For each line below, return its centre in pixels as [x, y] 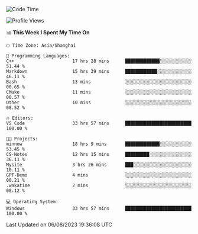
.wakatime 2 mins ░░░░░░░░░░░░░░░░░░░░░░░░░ [99, 185]
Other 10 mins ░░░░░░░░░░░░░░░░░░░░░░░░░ [99, 102]
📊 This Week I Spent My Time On [48, 32]
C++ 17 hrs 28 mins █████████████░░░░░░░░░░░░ [99, 61]
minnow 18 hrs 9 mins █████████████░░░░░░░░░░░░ [99, 144]
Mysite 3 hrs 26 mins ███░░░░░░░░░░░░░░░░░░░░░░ [99, 165]
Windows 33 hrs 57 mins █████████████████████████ [99, 209]
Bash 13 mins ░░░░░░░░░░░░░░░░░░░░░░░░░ [99, 82]
